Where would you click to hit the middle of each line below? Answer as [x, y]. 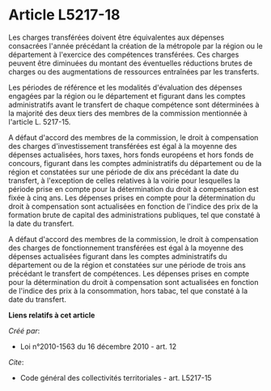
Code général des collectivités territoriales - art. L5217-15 [116, 377]
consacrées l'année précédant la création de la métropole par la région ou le [135, 45]
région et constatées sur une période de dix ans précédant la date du [124, 172]
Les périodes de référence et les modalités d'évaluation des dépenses [125, 87]
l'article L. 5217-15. [40, 121]
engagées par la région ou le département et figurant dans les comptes [127, 96]
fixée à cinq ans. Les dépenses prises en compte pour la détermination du [132, 198]
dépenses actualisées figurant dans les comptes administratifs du [118, 256]
